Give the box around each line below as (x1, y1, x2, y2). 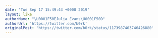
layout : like (5, 12, 32, 17)
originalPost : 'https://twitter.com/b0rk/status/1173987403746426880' (5, 26, 154, 31)
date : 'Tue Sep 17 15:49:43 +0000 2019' (5, 7, 90, 12)
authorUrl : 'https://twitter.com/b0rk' (5, 21, 88, 26)
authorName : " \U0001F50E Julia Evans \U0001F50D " (5, 16, 105, 21)
